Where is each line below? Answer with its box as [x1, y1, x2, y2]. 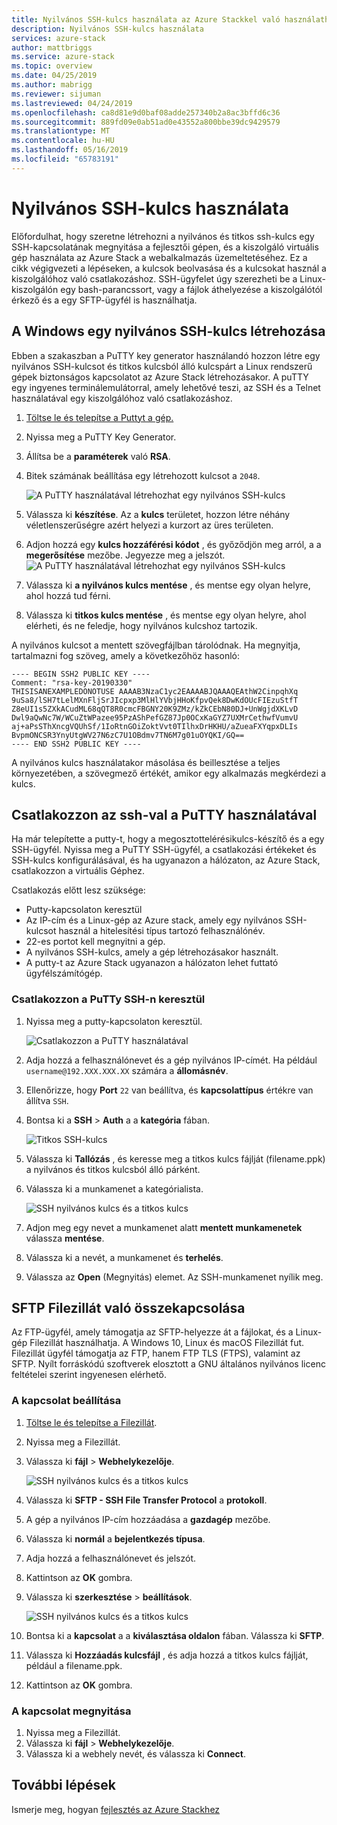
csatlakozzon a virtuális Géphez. [11, 865, 146, 877]
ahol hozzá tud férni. [25, 589, 111, 601]
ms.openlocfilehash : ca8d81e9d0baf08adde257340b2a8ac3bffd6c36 [11, 107, 281, 118]
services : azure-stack [11, 33, 106, 43]
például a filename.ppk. [25, 1659, 123, 1671]
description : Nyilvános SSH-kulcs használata [11, 24, 204, 34]
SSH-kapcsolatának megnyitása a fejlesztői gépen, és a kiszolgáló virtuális [11, 241, 319, 253]
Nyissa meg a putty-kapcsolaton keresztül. [25, 1015, 203, 1027]
